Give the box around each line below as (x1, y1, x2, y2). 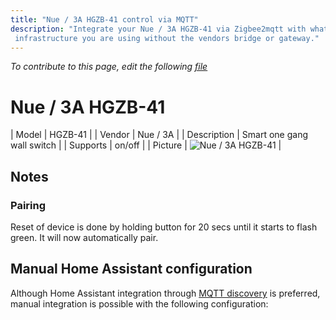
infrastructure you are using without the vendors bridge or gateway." (14, 33, 320, 43)
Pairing (10, 198, 47, 212)
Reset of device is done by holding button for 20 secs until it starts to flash (10, 221, 318, 233)
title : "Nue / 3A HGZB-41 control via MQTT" (10, 14, 199, 25)
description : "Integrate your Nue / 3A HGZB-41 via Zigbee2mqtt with (10, 24, 307, 34)
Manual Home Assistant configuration (10, 261, 253, 278)
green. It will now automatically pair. (10, 232, 159, 243)
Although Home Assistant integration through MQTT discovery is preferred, (10, 287, 321, 299)
